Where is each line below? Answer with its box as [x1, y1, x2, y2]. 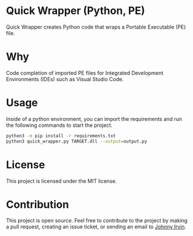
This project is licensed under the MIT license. [6, 177, 117, 185]
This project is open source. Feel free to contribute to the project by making [6, 217, 188, 224]
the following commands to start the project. [6, 122, 113, 129]
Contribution [6, 197, 69, 211]
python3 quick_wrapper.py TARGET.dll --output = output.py [6, 138, 148, 144]
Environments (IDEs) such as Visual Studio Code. [6, 75, 124, 82]
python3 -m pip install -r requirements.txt [6, 133, 116, 138]
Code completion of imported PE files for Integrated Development [6, 69, 164, 77]
